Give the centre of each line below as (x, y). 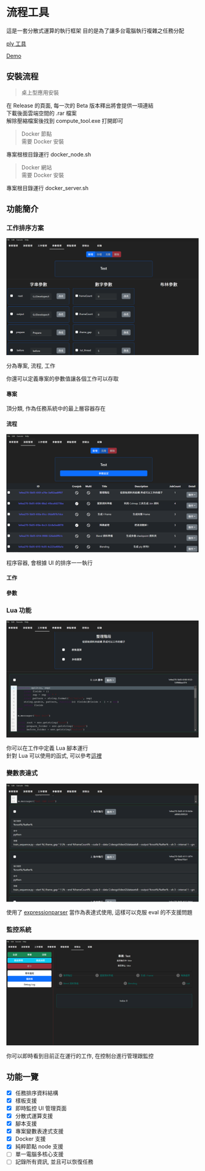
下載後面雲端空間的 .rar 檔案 (42, 113)
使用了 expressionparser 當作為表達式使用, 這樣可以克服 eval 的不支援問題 (99, 912)
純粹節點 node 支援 (39, 1147)
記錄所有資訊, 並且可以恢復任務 (54, 1162)
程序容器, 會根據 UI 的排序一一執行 (50, 562)
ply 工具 (16, 43)
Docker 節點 (37, 134)
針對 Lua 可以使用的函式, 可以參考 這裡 (54, 756)
